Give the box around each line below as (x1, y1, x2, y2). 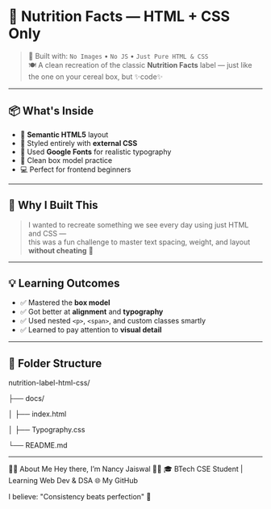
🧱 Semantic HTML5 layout (19, 129, 109, 140)
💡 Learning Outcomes (8, 276, 120, 290)
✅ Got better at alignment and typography (19, 307, 164, 317)
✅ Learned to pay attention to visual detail (19, 325, 162, 335)
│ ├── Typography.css (8, 425, 85, 435)
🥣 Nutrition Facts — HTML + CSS (8, 7, 231, 26)
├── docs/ (8, 394, 45, 403)
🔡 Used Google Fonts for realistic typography (19, 147, 172, 156)
